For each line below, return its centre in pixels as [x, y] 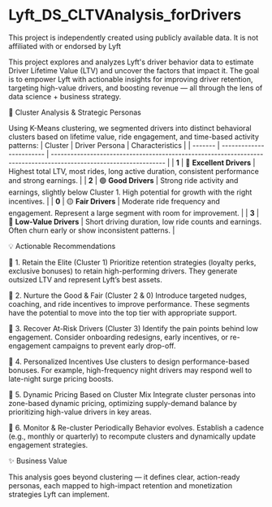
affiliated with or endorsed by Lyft [65, 46]
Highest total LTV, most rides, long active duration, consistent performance [134, 171]
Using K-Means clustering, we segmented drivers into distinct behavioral [130, 128]
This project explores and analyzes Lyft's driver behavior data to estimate [131, 62]
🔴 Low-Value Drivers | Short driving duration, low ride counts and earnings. [135, 221]
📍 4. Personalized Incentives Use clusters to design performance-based [129, 361]
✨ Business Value [38, 461]
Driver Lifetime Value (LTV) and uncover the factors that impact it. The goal [134, 70]
